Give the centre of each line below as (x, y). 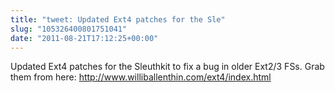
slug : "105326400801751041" (69, 29)
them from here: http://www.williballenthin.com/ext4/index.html (141, 77)
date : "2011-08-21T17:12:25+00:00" (84, 38)
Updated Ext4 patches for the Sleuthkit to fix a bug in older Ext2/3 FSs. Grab (167, 67)
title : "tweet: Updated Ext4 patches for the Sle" (118, 19)
